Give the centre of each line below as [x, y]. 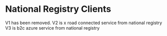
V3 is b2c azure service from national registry [52, 28]
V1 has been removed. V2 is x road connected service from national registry [84, 23]
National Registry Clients [58, 9]
